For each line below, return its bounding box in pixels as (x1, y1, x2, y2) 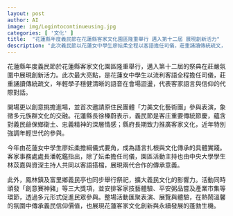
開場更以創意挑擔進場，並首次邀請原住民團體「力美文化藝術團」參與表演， (7, 103, 220, 111)
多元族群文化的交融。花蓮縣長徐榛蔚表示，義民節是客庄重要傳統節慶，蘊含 (12, 111, 226, 120)
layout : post (7, 10, 45, 17)
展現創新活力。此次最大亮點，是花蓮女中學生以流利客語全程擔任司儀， (19, 71, 220, 79)
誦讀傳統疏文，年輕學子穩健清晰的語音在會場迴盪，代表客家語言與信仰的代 (12, 80, 226, 87)
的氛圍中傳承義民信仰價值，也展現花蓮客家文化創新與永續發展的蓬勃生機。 (7, 201, 220, 210)
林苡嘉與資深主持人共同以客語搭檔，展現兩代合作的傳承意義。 (7, 161, 184, 169)
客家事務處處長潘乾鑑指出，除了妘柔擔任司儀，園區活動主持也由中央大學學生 (7, 152, 226, 160)
